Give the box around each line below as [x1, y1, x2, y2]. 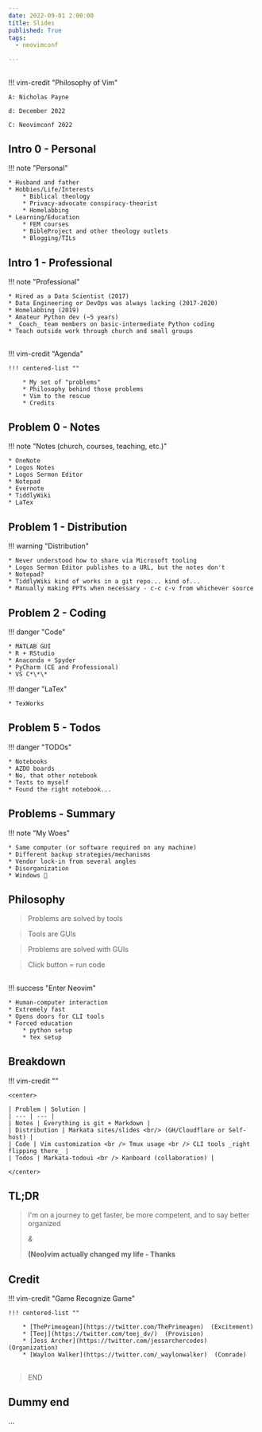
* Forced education [8, 1019, 73, 1028]
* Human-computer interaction [8, 998, 109, 1006]
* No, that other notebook [8, 772, 98, 780]
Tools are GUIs [27, 929, 77, 939]
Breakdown [8, 1055, 66, 1069]
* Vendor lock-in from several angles [8, 857, 137, 865]
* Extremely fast [8, 1005, 66, 1013]
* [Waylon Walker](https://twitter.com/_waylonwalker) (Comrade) [22, 1351, 247, 1359]
